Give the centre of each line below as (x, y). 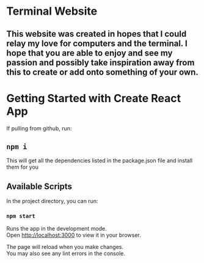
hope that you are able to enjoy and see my (89, 53)
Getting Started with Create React (94, 98)
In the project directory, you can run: (52, 201)
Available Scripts (39, 186)
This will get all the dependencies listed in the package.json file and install (100, 161)
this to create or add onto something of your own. (102, 72)
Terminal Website (52, 11)
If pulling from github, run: (39, 128)
